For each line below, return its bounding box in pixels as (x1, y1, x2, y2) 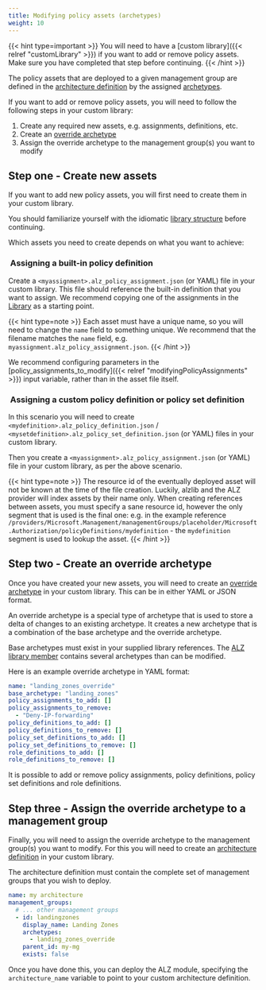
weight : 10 (8, 19, 44, 27)
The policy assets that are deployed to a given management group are (8, 73, 238, 83)
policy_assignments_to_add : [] (8, 697, 112, 705)
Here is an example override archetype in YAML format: (8, 667, 191, 676)
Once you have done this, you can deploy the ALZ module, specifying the (8, 965, 249, 974)
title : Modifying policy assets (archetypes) (8, 11, 161, 20)
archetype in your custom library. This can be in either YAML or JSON (8, 586, 237, 596)
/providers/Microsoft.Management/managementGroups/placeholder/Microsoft (8, 518, 258, 527)
